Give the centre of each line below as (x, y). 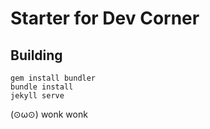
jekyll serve (37, 96)
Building (36, 55)
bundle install (42, 87)
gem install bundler (53, 78)
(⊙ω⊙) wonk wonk (49, 114)
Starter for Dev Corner (105, 18)
